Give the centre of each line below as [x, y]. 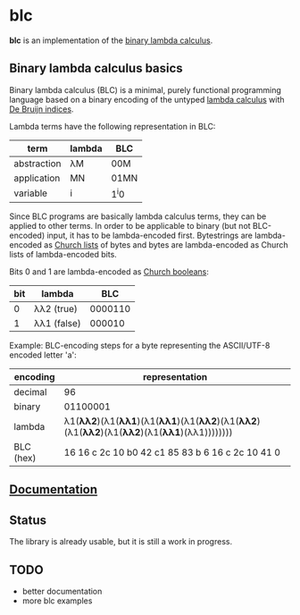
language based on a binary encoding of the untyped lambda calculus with [147, 99]
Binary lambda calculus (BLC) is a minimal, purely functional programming [145, 89]
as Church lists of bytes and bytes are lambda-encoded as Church [166, 245]
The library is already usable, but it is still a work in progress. [121, 542]
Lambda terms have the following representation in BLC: [112, 126]
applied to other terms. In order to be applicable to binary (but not [130, 226]
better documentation [62, 592]
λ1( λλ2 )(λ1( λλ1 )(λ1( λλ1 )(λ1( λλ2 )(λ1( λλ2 [160, 421]
